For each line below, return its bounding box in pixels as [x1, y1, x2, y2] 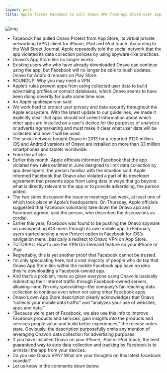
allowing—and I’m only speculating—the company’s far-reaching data [12, 283, 155, 289]
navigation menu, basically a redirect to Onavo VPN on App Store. [12, 236, 148, 242]
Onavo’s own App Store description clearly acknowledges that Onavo [12, 294, 155, 300]
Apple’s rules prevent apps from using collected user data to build [12, 83, 148, 89]
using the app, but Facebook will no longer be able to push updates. [12, 67, 152, 73]
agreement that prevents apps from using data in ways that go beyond [12, 178, 157, 184]
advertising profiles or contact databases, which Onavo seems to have [12, 88, 157, 94]
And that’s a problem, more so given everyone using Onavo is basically [12, 273, 158, 279]
